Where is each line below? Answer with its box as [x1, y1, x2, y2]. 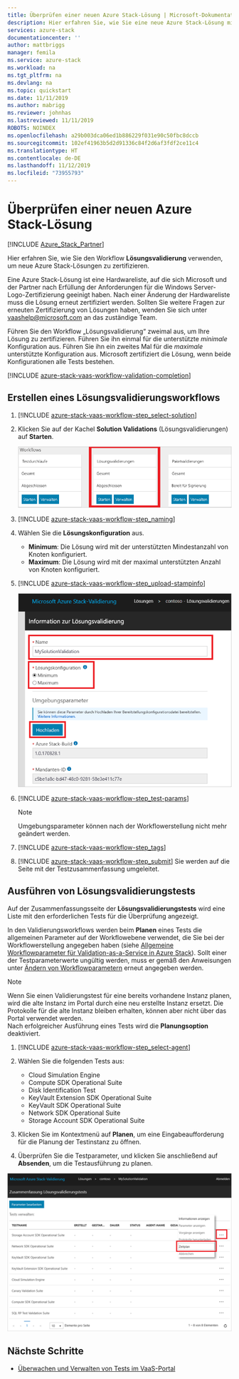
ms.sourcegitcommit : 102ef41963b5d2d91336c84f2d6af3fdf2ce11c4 [7, 139, 199, 146]
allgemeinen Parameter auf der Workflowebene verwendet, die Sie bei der [7, 933, 225, 941]
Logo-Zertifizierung [7, 290, 65, 299]
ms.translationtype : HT [7, 147, 78, 154]
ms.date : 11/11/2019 [7, 94, 69, 101]
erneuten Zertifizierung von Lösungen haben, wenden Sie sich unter [7, 305, 208, 314]
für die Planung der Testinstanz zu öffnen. [17, 1137, 142, 1146]
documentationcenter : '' [7, 34, 81, 41]
